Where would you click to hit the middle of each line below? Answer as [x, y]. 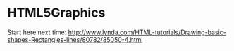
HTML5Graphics [56, 13]
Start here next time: [37, 32]
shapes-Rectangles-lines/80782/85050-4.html [75, 39]
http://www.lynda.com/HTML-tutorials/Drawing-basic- [147, 32]
